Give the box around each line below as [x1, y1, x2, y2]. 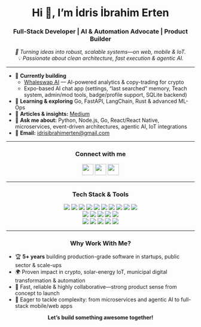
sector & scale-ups [14, 262, 62, 269]
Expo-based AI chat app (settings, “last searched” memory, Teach [23, 85, 187, 92]
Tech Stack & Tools [72, 190, 129, 198]
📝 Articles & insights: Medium [14, 111, 90, 118]
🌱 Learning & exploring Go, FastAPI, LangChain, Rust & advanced [14, 97, 178, 105]
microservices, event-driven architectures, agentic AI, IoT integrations [14, 123, 187, 130]
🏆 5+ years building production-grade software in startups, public [14, 253, 180, 260]
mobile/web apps [29, 302, 73, 310]
